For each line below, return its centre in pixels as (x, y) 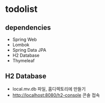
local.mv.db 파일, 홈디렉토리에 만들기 (49, 89)
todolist (21, 9)
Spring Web (24, 39)
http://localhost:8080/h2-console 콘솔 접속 (56, 95)
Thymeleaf (23, 60)
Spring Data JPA (29, 50)
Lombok (21, 45)
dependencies (28, 28)
